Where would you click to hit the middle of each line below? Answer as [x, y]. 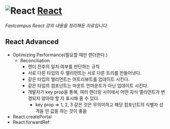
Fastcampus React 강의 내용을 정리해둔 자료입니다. [57, 25]
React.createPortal [32, 116]
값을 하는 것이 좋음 [69, 111]
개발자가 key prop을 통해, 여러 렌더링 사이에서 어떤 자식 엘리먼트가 [94, 92]
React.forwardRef [31, 122]
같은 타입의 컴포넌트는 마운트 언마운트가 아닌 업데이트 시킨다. [88, 85]
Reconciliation [35, 60]
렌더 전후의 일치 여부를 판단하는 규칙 [64, 67]
